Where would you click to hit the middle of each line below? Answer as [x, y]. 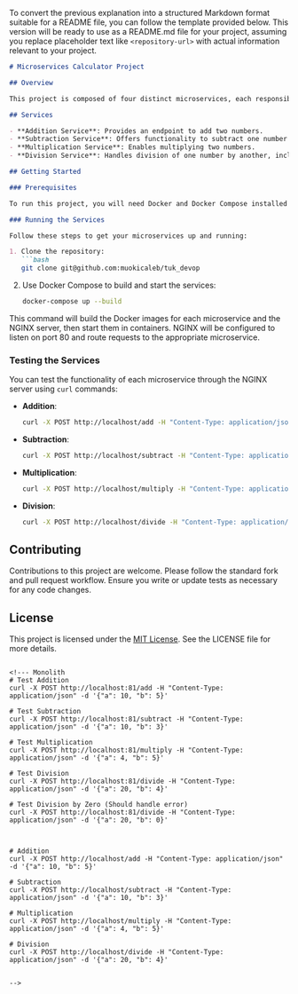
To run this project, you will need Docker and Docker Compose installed [149, 203]
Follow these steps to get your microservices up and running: [129, 236]
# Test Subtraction [45, 712]
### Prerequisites [43, 187]
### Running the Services [57, 220]
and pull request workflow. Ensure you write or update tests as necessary [143, 580]
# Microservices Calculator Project [77, 67]
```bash [35, 260]
